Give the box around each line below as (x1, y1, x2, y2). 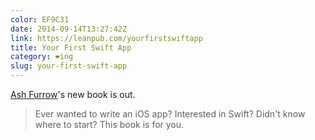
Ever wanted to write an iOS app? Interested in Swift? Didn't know (34, 108, 306, 120)
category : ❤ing (10, 52, 74, 62)
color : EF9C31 (10, 14, 70, 25)
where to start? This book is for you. (34, 119, 185, 130)
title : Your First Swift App (10, 42, 132, 53)
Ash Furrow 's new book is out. (10, 89, 136, 100)
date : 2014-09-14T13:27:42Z (10, 24, 128, 34)
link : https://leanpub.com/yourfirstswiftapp (10, 33, 203, 43)
